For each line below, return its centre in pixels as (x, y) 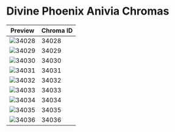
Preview (22, 30)
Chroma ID (57, 30)
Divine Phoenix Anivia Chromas (88, 11)
